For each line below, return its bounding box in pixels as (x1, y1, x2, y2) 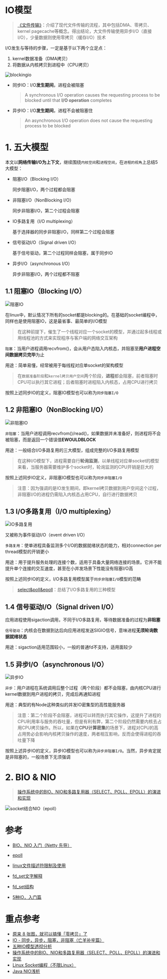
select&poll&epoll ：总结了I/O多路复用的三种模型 (17, 587, 116, 593)
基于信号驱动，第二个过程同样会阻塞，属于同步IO (12, 250, 113, 256)
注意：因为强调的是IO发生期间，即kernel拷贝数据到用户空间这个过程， (17, 485, 162, 491)
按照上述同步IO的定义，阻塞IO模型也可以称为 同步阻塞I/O (5, 389, 118, 396)
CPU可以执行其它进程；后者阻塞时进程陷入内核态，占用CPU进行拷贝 (17, 379, 158, 385)
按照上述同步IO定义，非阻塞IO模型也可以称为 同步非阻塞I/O (5, 474, 122, 480)
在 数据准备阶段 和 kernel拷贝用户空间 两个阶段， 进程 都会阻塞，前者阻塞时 (17, 373, 158, 379)
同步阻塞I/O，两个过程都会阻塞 (12, 186, 76, 192)
